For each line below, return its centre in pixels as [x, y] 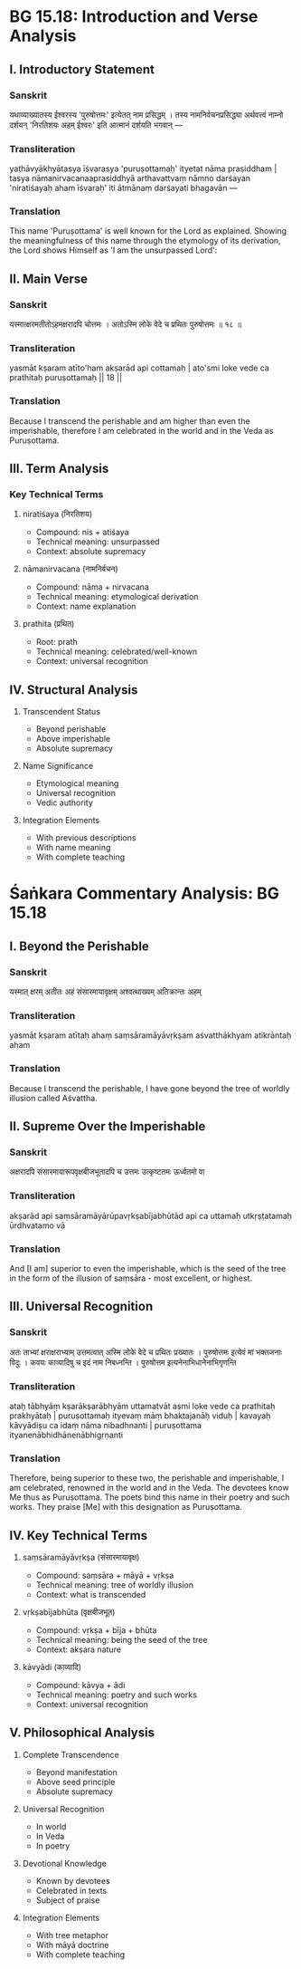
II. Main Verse [49, 279]
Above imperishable [73, 739]
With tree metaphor [72, 1935]
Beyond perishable [71, 729]
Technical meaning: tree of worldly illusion [115, 1585]
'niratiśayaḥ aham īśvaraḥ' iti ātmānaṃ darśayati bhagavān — [123, 188]
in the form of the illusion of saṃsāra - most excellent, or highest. [131, 1278]
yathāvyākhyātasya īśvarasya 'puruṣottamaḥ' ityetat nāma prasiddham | [143, 168]
